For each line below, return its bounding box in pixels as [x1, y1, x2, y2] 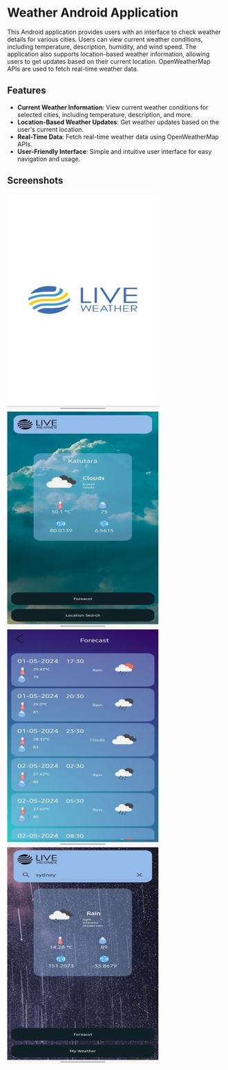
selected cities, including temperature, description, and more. [17, 110, 193, 119]
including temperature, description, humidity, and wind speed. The [7, 42, 197, 51]
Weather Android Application [7, 5, 178, 21]
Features [7, 85, 46, 96]
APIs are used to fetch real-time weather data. [7, 64, 139, 73]
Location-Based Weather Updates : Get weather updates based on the [17, 118, 220, 126]
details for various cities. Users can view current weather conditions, [7, 35, 203, 43]
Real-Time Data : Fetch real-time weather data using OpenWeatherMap [17, 132, 219, 141]
